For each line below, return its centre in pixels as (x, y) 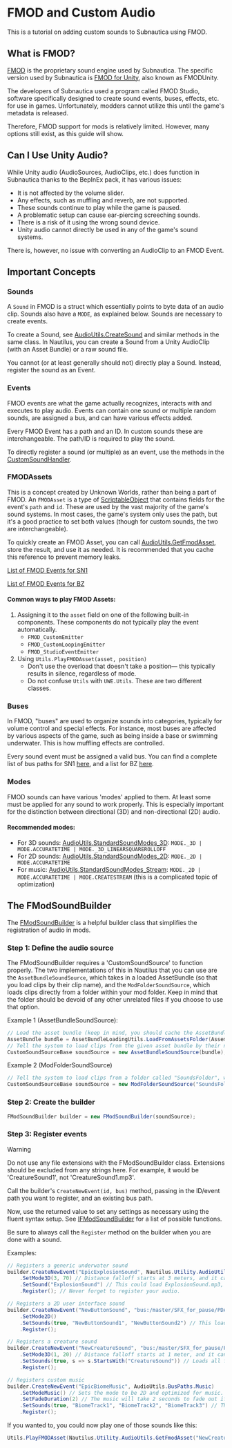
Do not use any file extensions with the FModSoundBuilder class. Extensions (116, 1163)
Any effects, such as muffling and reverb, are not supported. (103, 200)
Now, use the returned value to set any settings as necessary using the (108, 1211)
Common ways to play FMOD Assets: (61, 600)
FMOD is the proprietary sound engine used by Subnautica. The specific (110, 70)
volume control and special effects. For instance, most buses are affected (112, 728)
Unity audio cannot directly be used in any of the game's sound (107, 229)
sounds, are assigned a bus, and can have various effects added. (100, 418)
